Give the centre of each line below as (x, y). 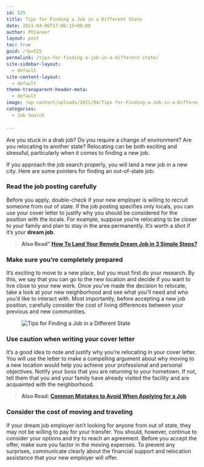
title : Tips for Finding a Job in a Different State (74, 19)
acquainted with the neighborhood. (50, 384)
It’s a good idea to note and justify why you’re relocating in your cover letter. (101, 352)
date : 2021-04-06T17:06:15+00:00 (49, 26)
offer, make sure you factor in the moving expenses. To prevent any (91, 445)
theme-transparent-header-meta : (47, 90)
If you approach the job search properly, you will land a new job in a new (97, 165)
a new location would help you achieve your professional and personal (94, 365)
